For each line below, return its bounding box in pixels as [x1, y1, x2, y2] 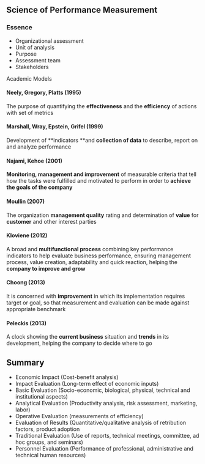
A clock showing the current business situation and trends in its [6, 333, 170, 341]
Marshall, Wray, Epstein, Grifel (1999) [6, 123, 103, 130]
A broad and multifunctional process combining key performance [6, 245, 174, 252]
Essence [6, 23, 32, 32]
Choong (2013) [6, 279, 46, 286]
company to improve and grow [6, 265, 86, 272]
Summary [6, 357, 45, 367]
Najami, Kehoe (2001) [6, 157, 62, 164]
